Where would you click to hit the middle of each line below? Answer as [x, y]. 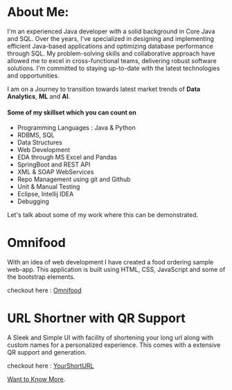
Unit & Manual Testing [48, 187]
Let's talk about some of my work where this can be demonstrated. [103, 215]
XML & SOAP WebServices [55, 172]
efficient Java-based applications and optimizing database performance [110, 46]
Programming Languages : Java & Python [77, 128]
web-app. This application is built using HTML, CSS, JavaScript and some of [116, 270]
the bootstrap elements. [41, 277]
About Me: [38, 12]
